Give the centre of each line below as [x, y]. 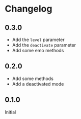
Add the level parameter [38, 39]
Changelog [29, 9]
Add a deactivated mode [38, 84]
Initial [10, 112]
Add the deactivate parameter [44, 45]
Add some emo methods [38, 50]
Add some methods [33, 78]
